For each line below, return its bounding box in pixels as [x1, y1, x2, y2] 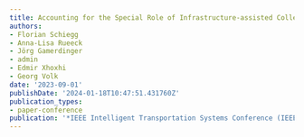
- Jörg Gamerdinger [9, 47, 83, 56]
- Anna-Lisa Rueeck [9, 38, 83, 48]
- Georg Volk [9, 72, 59, 81]
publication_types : [9, 96, 83, 106]
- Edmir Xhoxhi [9, 64, 67, 73]
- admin [9, 55, 39, 64]
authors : [9, 22, 43, 31]
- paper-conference [9, 105, 83, 114]
